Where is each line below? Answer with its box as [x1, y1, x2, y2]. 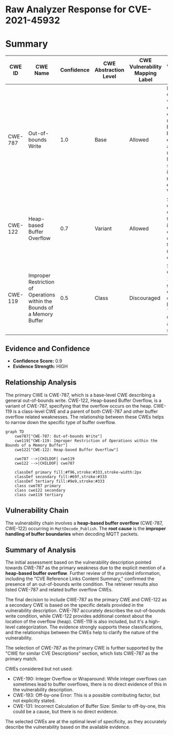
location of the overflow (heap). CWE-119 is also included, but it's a [5, 619, 148, 625]
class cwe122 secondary [14, 487, 66, 493]
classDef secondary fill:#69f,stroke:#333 [14, 474, 107, 479]
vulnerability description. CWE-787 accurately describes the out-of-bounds [5, 607, 166, 614]
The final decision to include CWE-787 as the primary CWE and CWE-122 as [5, 597, 167, 603]
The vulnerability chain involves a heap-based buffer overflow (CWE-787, [5, 520, 163, 526]
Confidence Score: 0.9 [12, 358, 63, 364]
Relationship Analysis [5, 378, 77, 387]
